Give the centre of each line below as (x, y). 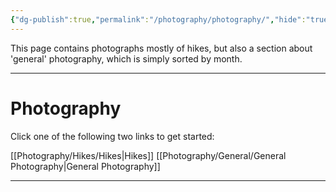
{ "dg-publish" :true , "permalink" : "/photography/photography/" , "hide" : (158, 19)
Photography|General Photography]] (85, 166)
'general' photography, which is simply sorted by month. (126, 58)
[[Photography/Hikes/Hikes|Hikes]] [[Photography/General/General (148, 155)
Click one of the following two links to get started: (112, 136)
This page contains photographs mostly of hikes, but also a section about (161, 48)
